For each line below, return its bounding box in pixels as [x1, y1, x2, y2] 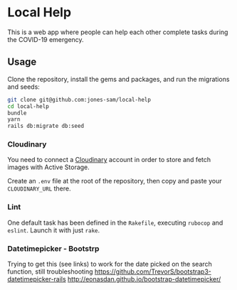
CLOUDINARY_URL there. [7, 184, 71, 193]
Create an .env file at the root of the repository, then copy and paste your [7, 177, 222, 186]
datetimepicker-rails [7, 275, 66, 284]
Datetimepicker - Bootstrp [7, 243, 100, 253]
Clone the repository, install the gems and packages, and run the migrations [7, 75, 230, 83]
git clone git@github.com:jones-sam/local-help [7, 96, 152, 103]
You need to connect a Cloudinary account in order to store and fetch [7, 156, 211, 164]
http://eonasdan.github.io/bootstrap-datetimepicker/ [67, 275, 221, 284]
